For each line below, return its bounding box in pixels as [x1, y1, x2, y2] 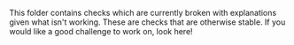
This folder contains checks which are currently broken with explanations [9, 8, 277, 18]
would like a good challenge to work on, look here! [9, 26, 193, 36]
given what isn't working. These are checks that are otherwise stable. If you [9, 17, 286, 27]
